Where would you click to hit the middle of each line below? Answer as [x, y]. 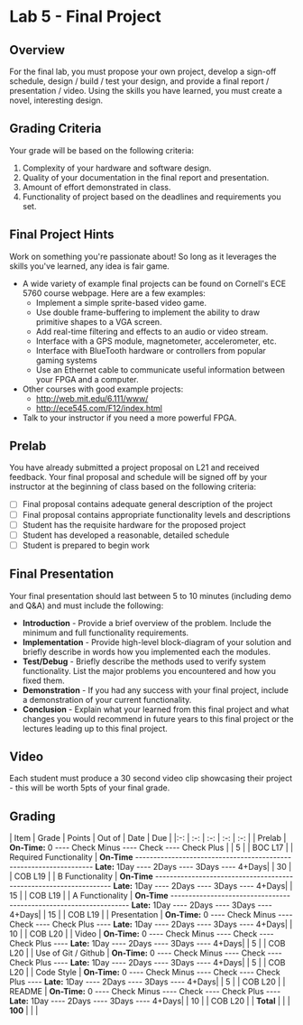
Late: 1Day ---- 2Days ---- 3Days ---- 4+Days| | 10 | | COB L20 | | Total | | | [150, 1001]
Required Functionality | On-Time [71, 857]
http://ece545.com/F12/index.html [99, 408]
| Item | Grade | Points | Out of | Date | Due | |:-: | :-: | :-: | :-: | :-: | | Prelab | [148, 838]
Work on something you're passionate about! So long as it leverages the [143, 256]
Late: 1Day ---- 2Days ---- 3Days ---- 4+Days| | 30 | [193, 867]
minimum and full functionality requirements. [106, 633]
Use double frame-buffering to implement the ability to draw [147, 312]
